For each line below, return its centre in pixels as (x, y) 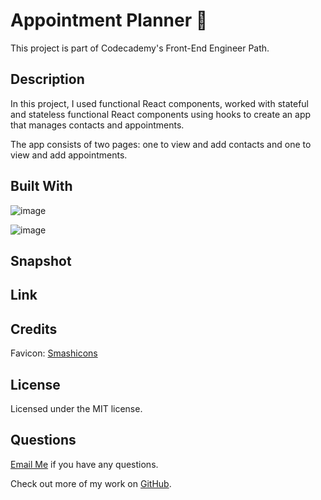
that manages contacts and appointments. (97, 125)
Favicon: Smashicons (54, 353)
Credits (34, 329)
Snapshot (41, 260)
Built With (41, 186)
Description (47, 79)
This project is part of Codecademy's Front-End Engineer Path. (140, 48)
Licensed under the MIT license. (76, 408)
